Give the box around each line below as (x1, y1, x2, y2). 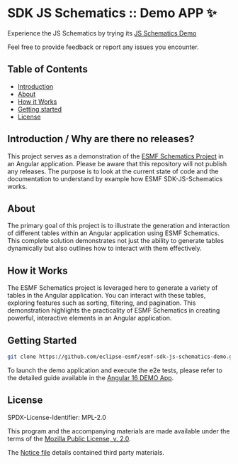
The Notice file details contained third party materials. (7, 448, 165, 456)
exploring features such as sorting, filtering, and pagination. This (7, 298, 196, 307)
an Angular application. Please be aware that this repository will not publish (7, 159, 227, 168)
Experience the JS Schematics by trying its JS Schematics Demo (7, 28, 197, 37)
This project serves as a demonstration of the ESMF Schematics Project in (7, 151, 225, 161)
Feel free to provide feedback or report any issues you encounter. (7, 43, 200, 51)
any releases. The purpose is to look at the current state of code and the (7, 167, 219, 176)
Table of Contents (7, 63, 89, 75)
